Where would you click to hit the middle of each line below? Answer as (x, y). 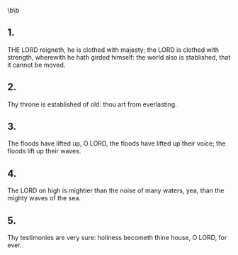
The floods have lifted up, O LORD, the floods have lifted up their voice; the (117, 143)
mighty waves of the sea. (44, 198)
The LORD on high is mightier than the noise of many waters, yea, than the (116, 190)
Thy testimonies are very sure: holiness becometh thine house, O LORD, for (117, 238)
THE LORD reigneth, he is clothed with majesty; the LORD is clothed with (113, 50)
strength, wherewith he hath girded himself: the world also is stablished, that (119, 57)
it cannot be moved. (36, 65)
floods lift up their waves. (44, 151)
